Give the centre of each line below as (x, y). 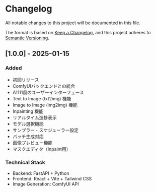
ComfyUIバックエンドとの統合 (44, 86)
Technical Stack (25, 162)
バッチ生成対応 (28, 136)
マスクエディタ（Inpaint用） (42, 149)
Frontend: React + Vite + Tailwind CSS (52, 178)
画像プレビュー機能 (32, 143)
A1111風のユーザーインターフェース (48, 92)
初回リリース (26, 80)
